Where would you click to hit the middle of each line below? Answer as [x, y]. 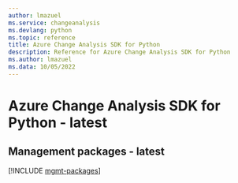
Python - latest [58, 122]
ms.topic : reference [42, 37]
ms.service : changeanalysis [54, 23]
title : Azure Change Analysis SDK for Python [84, 45]
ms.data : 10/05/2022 [42, 67]
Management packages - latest [87, 152]
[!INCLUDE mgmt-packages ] [54, 170]
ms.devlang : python [40, 30]
